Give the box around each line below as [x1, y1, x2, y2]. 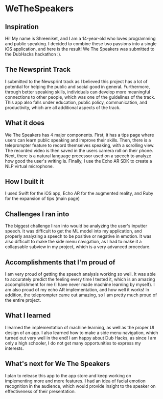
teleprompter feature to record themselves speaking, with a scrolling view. [5, 142, 155, 148]
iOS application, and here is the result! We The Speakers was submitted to [5, 46, 155, 52]
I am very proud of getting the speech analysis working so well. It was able [5, 271, 156, 277]
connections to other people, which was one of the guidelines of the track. [5, 94, 156, 100]
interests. [5, 345, 24, 351]
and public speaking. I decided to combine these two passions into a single [5, 41, 157, 47]
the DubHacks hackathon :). [5, 51, 62, 57]
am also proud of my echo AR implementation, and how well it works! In [5, 287, 149, 293]
